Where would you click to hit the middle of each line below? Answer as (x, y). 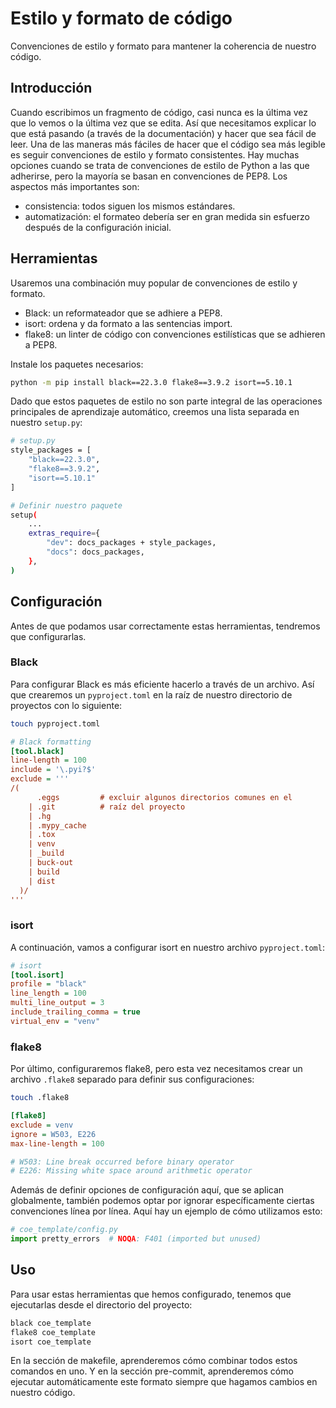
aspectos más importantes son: (75, 186)
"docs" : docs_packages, (95, 552)
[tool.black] (37, 751)
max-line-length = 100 (57, 1143)
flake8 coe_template (53, 1332)
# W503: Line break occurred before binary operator (122, 1162)
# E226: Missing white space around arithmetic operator (131, 1171)
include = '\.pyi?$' (53, 770)
